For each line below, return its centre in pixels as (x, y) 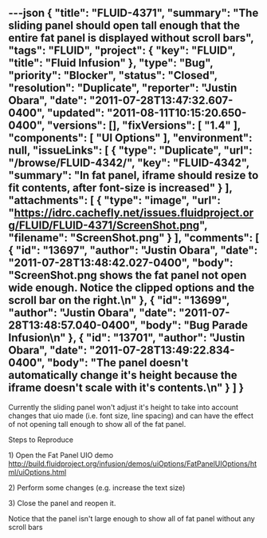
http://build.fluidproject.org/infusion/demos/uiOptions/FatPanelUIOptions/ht (133, 464)
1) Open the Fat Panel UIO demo (61, 455)
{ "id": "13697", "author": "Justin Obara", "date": (133, 251)
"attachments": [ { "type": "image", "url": (114, 200)
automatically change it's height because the (123, 375)
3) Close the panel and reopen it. (62, 503)
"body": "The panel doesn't (118, 363)
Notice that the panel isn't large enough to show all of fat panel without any (132, 518)
